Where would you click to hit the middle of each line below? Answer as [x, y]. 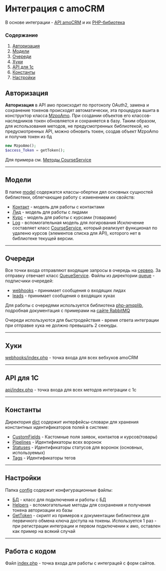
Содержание [22, 35]
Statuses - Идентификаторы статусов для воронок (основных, [78, 447]
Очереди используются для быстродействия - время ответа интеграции [82, 320]
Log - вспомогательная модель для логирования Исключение [78, 222]
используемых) [29, 452]
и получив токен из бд [29, 137]
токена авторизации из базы [42, 510]
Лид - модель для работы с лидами [50, 212]
